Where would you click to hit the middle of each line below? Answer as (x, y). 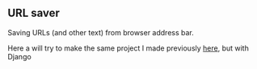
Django (19, 56)
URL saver (34, 13)
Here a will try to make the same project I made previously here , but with (128, 48)
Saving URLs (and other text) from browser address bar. (101, 32)
